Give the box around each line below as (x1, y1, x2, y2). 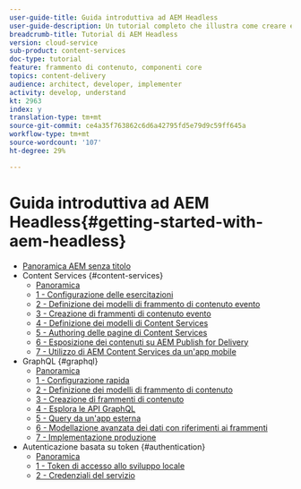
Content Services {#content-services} (21, 270, 164, 280)
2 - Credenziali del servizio (35, 469, 136, 480)
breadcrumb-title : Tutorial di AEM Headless (9, 30, 178, 39)
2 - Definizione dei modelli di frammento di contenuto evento (35, 298, 261, 309)
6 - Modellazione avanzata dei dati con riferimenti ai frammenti (35, 422, 269, 433)
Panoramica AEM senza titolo (21, 261, 132, 271)
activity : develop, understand (9, 88, 126, 97)
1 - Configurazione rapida (35, 374, 130, 385)
